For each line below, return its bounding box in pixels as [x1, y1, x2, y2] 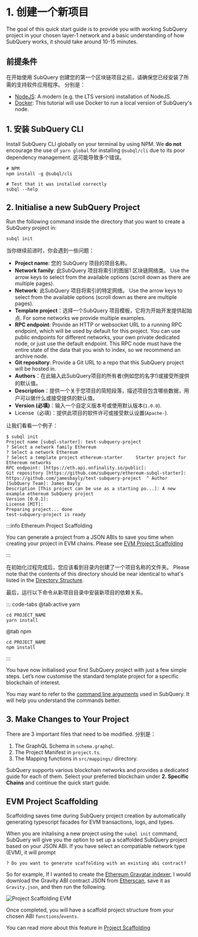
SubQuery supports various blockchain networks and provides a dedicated [6, 767, 189, 774]
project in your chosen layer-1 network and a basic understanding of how [6, 31, 184, 39]
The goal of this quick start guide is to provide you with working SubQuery [6, 25, 187, 33]
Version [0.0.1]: [6, 496, 49, 502]
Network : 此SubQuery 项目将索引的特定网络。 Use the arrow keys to [14, 287, 183, 294]
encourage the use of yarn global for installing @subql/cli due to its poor [6, 147, 185, 154]
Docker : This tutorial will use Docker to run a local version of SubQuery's [14, 99, 192, 106]
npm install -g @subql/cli [6, 170, 73, 177]
